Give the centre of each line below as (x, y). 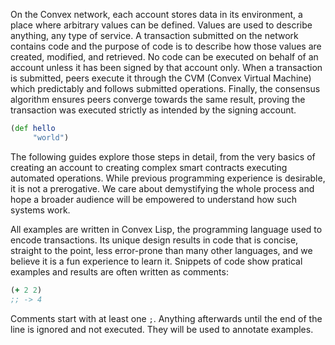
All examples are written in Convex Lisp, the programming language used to (166, 229)
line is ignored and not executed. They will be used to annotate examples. (162, 329)
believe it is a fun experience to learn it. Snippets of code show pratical (156, 261)
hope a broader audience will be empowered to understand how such (153, 199)
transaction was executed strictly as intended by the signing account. (153, 110)
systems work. (40, 210)
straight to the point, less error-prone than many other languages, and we (161, 250)
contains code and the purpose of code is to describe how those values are (166, 46)
